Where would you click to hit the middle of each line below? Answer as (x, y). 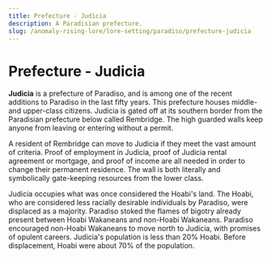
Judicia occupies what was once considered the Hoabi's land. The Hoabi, (131, 194)
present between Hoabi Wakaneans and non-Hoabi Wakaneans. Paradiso (131, 220)
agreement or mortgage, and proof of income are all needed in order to (127, 161)
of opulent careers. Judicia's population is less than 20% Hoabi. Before (127, 237)
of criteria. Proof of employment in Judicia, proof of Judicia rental (118, 153)
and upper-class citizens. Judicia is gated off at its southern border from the (135, 111)
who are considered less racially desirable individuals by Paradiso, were (128, 203)
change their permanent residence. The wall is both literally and (114, 170)
